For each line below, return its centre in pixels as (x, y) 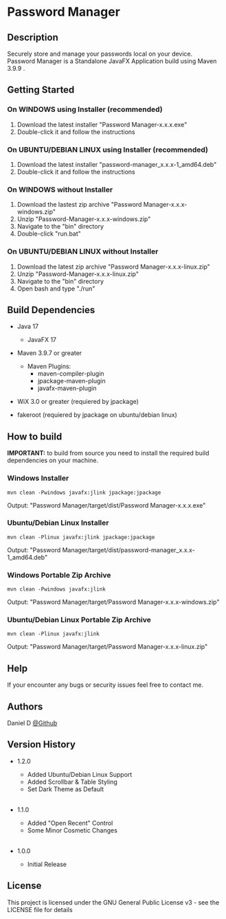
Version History (41, 745)
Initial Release (47, 864)
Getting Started (41, 90)
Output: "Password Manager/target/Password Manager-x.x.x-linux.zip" (108, 647)
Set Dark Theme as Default (66, 789)
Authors (25, 706)
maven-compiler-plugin (71, 374)
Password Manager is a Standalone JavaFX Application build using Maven (112, 61)
